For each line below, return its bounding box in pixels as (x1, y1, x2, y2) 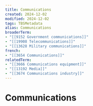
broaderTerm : (5, 30, 32, 35)
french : (5, 48, 21, 53)
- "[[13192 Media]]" (5, 67, 47, 72)
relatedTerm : (5, 57, 32, 62)
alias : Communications (5, 26, 51, 30)
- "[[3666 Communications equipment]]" (5, 62, 87, 67)
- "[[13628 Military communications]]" (5, 44, 87, 49)
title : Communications (5, 7, 51, 12)
